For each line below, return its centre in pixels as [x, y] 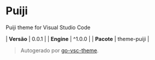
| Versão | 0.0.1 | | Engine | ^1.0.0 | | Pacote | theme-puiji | [77, 39]
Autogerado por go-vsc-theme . [59, 50]
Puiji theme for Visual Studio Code [48, 27]
